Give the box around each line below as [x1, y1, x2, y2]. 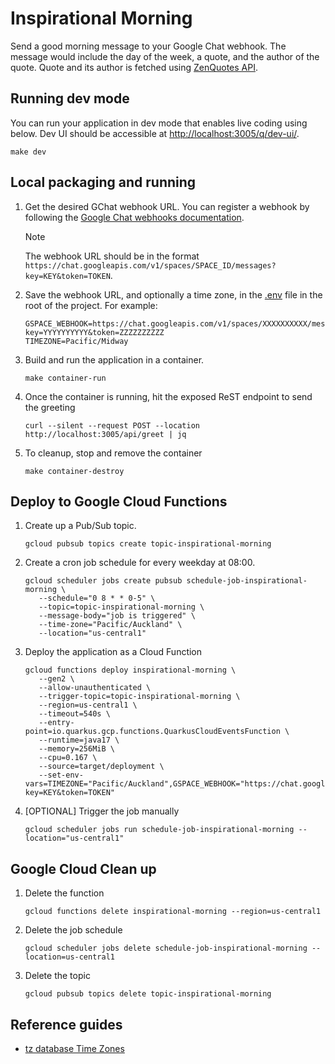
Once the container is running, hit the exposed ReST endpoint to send [24, 390, 313, 402]
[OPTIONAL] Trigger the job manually [24, 805, 180, 817]
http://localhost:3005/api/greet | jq [24, 429, 187, 439]
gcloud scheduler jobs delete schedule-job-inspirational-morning [24, 943, 308, 954]
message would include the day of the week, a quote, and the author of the [10, 50, 320, 62]
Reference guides [10, 1016, 123, 1033]
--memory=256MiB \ [38, 744, 115, 754]
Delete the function [24, 887, 105, 899]
